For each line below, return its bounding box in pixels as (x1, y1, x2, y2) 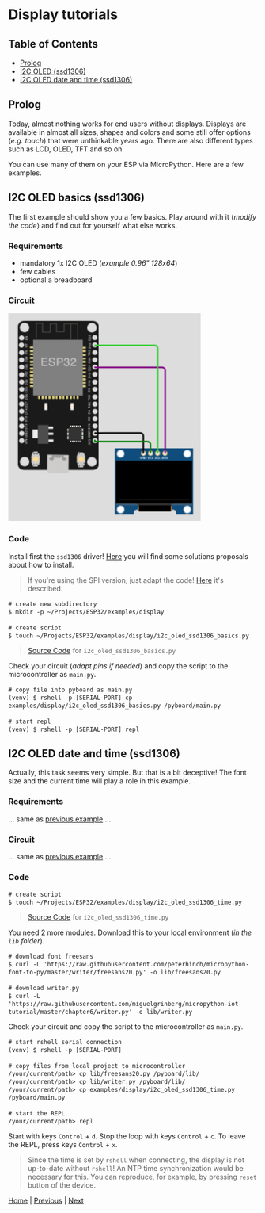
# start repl (8, 717, 51, 725)
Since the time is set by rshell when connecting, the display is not (27, 1155, 245, 1165)
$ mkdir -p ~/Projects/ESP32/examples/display (8, 608, 165, 616)
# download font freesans (8, 953, 93, 961)
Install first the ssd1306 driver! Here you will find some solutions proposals (8, 551, 249, 561)
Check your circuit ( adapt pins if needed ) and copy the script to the (8, 660, 229, 671)
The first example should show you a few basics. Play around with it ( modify (8, 212, 257, 221)
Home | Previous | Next (8, 1196, 85, 1206)
